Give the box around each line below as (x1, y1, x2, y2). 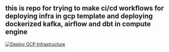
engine (5, 28, 28, 36)
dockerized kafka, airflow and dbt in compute (5, 20, 151, 28)
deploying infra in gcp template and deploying (5, 12, 153, 21)
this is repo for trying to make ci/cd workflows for (5, 4, 164, 13)
